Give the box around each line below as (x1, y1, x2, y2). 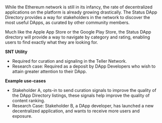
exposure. (12, 113, 33, 119)
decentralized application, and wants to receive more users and (12, 108, 140, 114)
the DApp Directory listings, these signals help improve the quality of (12, 92, 150, 98)
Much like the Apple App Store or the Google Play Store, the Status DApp (5, 29, 152, 35)
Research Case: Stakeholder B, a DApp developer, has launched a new (12, 103, 154, 108)
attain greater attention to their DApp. (12, 69, 87, 74)
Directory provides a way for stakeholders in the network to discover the (5, 15, 150, 20)
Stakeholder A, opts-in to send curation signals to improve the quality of (12, 88, 157, 93)
